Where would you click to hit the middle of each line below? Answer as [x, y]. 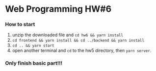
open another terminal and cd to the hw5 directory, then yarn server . [82, 50]
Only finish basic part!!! [34, 63]
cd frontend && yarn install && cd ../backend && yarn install [78, 41]
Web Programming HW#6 [58, 9]
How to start [20, 24]
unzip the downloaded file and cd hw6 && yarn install [68, 35]
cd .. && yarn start [33, 46]
